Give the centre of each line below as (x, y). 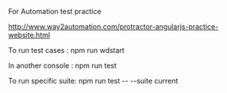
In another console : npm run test (63, 65)
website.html (29, 35)
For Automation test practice (55, 11)
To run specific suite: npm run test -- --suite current (93, 81)
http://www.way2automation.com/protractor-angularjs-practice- (113, 26)
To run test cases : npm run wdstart (66, 50)
